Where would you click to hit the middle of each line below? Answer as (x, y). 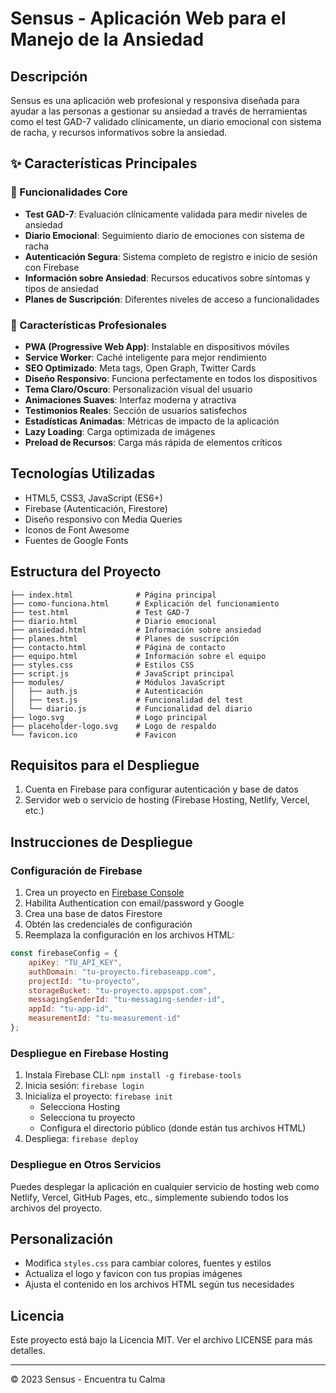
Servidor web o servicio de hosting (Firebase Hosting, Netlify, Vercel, (167, 800)
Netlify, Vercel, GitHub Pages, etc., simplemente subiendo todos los (149, 1197)
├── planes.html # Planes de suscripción (125, 638)
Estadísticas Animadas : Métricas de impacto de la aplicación (152, 421)
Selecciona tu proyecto (87, 1118)
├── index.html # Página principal (113, 595)
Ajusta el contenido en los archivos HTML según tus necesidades (159, 1284)
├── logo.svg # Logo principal (109, 717)
